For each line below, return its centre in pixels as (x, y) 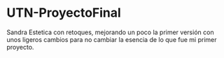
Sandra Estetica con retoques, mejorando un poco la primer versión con (110, 32)
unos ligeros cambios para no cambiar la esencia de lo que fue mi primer (112, 39)
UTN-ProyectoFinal (64, 13)
